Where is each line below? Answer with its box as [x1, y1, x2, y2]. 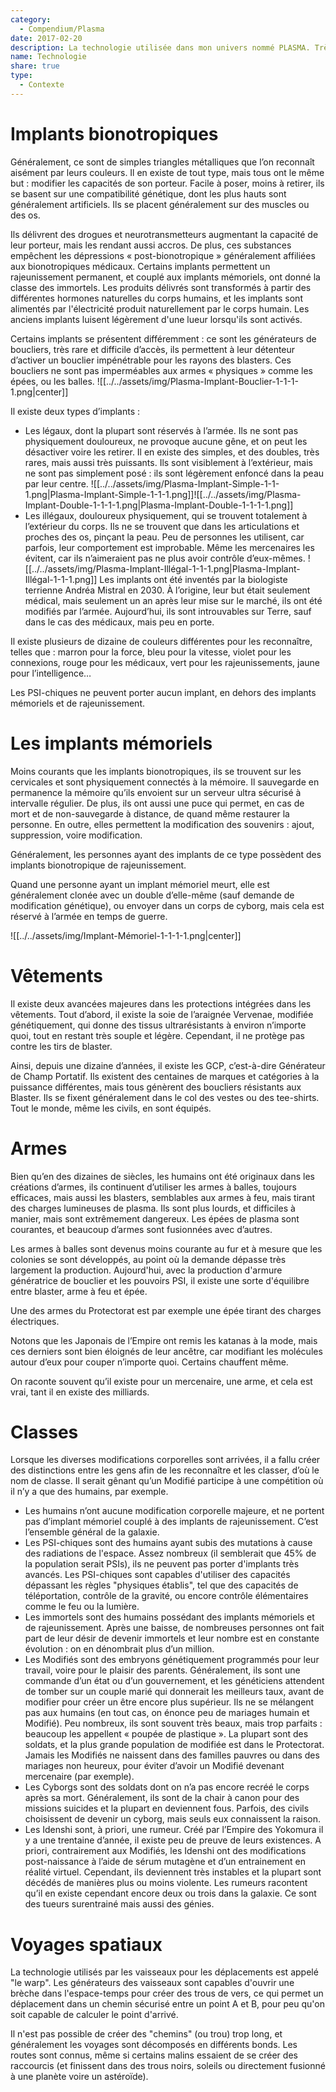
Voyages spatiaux [10, 1933, 163, 1956]
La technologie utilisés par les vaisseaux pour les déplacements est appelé [10, 1966, 319, 1978]
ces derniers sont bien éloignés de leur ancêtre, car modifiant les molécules [10, 1345, 323, 1357]
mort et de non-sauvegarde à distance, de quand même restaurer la [10, 807, 290, 820]
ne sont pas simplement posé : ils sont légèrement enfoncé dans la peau [24, 467, 325, 479]
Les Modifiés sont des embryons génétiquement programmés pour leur [24, 1654, 320, 1666]
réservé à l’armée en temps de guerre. [10, 910, 168, 922]
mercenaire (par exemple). [24, 1771, 135, 1783]
